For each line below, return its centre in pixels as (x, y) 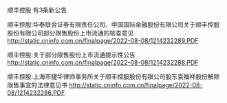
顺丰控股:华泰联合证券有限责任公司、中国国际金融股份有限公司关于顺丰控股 (113, 25)
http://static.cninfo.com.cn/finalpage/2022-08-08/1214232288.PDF (103, 62)
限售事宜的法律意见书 (37, 85)
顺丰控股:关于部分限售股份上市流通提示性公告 (72, 55)
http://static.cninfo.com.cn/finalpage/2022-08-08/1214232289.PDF (103, 41)
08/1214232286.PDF (36, 93)
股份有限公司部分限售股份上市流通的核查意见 (71, 33)
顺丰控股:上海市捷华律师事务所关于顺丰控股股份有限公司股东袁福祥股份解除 (113, 76)
